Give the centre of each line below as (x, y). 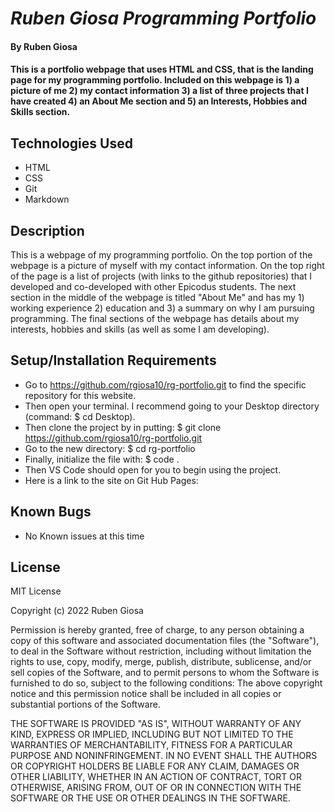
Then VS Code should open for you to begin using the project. (153, 469)
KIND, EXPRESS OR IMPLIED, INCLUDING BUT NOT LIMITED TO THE (152, 734)
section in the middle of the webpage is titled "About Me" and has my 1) (157, 297)
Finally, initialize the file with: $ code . (102, 459)
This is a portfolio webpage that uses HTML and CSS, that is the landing (162, 69)
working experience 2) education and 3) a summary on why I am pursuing (162, 308)
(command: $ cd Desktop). (80, 416)
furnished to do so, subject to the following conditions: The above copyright (166, 683)
